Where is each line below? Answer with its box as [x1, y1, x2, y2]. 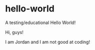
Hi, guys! [5, 29, 23, 35]
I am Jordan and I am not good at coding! [5, 38, 90, 45]
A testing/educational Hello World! [5, 19, 76, 25]
